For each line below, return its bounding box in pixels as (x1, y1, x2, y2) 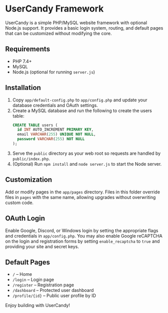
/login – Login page (12, 277, 54, 283)
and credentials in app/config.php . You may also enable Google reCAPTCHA (5, 233, 163, 239)
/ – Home (12, 271, 33, 277)
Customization (5, 175, 53, 184)
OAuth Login (5, 214, 45, 223)
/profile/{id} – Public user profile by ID (12, 292, 96, 299)
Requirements (5, 45, 50, 53)
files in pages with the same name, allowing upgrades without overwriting (5, 194, 156, 200)
